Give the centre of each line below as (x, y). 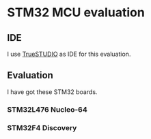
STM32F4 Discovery (42, 127)
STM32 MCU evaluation (76, 13)
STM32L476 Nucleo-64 (47, 109)
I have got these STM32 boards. (52, 92)
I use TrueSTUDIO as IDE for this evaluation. (69, 54)
